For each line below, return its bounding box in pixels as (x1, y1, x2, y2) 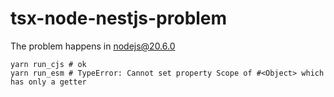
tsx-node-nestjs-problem (10, 7, 228, 30)
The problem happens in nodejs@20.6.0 (10, 40, 176, 52)
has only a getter (10, 77, 87, 87)
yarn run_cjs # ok (10, 59, 87, 69)
